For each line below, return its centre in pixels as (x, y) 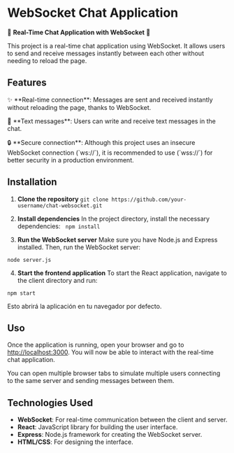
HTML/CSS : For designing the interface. (75, 442)
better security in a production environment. (71, 160)
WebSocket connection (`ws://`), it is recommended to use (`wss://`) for (110, 153)
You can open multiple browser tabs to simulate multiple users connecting (114, 373)
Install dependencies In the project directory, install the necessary (114, 218)
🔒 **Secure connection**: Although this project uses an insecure (101, 142)
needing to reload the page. (47, 60)
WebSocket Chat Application (93, 13)
